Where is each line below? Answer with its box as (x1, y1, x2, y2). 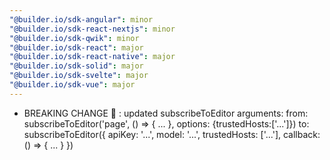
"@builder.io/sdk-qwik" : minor (9, 33, 140, 43)
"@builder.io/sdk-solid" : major (9, 61, 144, 71)
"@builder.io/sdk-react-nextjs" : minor (9, 24, 176, 34)
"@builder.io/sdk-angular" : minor (9, 14, 154, 25)
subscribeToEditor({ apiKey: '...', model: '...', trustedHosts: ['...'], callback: (23, 128, 321, 140)
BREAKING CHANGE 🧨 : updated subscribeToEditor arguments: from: (23, 107, 309, 119)
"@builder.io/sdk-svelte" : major (9, 71, 149, 81)
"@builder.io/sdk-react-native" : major (9, 52, 176, 62)
